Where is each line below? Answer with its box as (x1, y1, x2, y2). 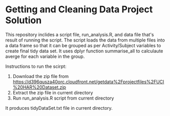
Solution (5, 14, 42, 26)
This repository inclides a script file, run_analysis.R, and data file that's (5, 31, 154, 37)
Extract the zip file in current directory (12, 89, 93, 95)
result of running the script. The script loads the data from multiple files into (5, 37, 165, 43)
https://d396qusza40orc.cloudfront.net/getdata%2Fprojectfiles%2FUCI (12, 79, 164, 85)
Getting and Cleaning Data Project (5, 4, 153, 15)
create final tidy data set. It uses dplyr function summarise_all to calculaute (5, 48, 163, 54)
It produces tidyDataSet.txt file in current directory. (5, 105, 113, 111)
